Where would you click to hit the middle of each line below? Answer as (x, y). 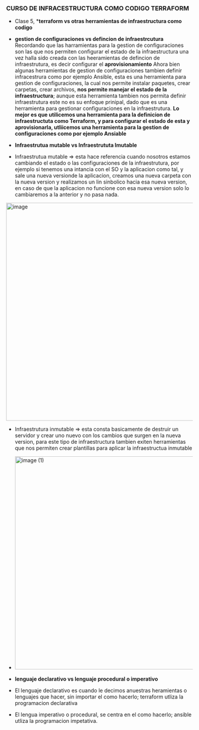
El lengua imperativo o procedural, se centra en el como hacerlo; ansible (103, 715)
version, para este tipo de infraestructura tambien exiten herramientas (100, 442)
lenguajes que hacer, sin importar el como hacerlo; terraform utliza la (99, 697)
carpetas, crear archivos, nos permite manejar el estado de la (91, 90)
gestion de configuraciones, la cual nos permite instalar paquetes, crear (102, 83)
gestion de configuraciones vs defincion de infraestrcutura (89, 39)
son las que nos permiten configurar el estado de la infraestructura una (102, 52)
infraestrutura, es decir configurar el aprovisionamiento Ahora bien (97, 64)
